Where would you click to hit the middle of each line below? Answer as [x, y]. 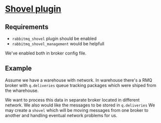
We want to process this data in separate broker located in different [72, 100]
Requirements [27, 27]
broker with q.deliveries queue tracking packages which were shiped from [81, 85]
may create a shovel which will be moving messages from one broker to [77, 110]
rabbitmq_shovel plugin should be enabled [54, 38]
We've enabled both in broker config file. [46, 53]
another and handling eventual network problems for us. [61, 115]
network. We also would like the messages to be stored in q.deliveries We [80, 105]
